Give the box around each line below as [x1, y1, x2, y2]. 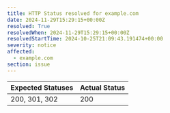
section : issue [7, 61, 51, 68]
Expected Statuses [10, 83, 74, 92]
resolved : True [7, 23, 51, 29]
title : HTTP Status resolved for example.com [7, 10, 139, 17]
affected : [7, 49, 36, 55]
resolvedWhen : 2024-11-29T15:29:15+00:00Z [7, 29, 130, 36]
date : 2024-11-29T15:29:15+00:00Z [7, 16, 106, 23]
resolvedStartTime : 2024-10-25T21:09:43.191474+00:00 [7, 36, 164, 42]
